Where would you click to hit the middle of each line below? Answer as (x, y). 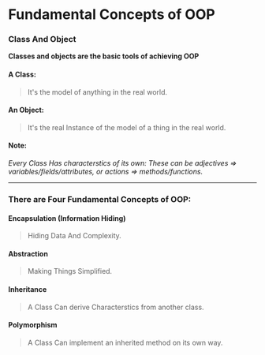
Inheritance (28, 290)
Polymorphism (33, 325)
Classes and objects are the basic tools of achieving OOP (104, 56)
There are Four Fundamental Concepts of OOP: (100, 200)
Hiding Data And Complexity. (75, 236)
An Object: (26, 110)
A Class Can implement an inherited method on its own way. (125, 342)
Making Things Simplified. (70, 271)
